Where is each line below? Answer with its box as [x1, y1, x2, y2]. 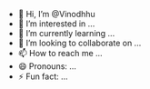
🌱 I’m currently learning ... [17, 28, 115, 38]
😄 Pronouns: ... [17, 61, 77, 72]
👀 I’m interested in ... [17, 18, 95, 29]
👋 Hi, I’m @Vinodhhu [17, 9, 95, 19]
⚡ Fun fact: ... [17, 71, 68, 82]
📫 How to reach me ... [17, 48, 103, 58]
